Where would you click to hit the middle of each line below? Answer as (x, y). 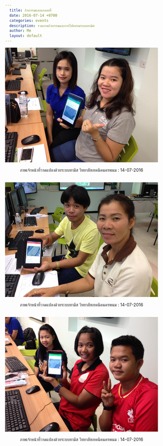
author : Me (20, 31)
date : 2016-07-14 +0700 (33, 15)
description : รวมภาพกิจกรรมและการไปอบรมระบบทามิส (52, 26)
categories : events (29, 20)
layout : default (26, 36)
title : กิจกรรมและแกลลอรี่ (31, 10)
